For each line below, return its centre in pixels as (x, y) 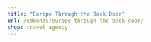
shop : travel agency (38, 27)
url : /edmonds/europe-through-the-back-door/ (75, 21)
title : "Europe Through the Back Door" (66, 14)
